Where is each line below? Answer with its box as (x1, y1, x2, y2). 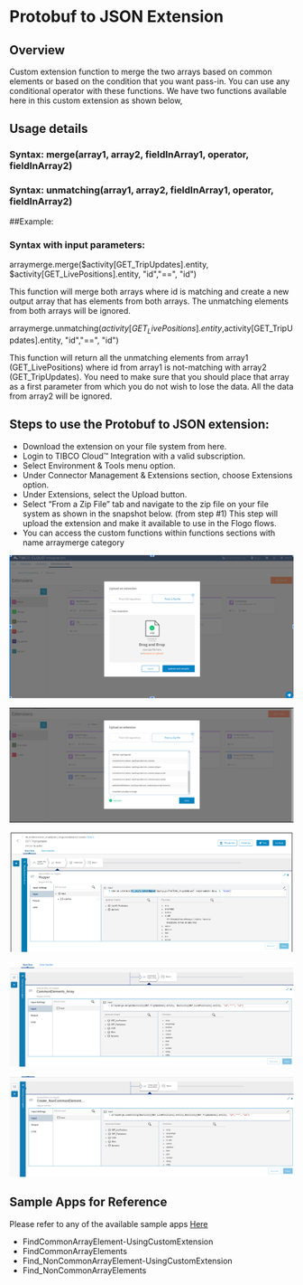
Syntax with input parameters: (9, 238, 146, 250)
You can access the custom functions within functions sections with (22, 527, 276, 538)
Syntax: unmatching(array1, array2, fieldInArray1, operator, (9, 184, 274, 196)
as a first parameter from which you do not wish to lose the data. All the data (9, 381, 294, 392)
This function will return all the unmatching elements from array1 (9, 352, 249, 363)
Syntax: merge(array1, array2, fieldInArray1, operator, (9, 148, 250, 161)
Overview (9, 43, 66, 58)
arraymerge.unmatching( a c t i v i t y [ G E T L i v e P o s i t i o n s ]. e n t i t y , (9, 323, 225, 335)
